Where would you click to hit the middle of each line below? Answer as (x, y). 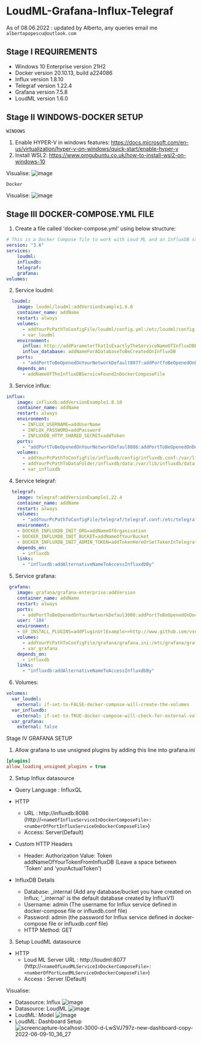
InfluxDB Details (35, 880)
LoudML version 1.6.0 (41, 98)
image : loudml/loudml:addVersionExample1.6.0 (75, 307)
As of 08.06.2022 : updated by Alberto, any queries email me (82, 28)
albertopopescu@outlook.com (41, 33)
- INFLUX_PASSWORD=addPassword (61, 430)
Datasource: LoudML (41, 1008)
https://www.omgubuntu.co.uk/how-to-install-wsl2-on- (118, 155)
